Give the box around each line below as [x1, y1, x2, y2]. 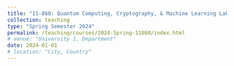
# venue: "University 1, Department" [7, 36, 117, 43]
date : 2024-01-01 [7, 42, 58, 49]
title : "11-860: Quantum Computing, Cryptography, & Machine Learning [7, 10, 217, 17]
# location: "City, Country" [7, 49, 92, 56]
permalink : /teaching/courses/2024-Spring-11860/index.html [7, 29, 186, 36]
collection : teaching [7, 16, 70, 23]
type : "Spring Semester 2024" [7, 23, 95, 30]
